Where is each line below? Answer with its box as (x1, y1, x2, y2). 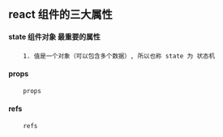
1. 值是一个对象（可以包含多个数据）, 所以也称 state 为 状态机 (23, 52, 216, 60)
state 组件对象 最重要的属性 (8, 32, 101, 41)
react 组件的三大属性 (8, 7, 113, 22)
